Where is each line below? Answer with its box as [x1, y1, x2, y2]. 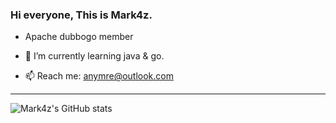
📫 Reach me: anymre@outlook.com [24, 70, 174, 82]
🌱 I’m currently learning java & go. [24, 50, 165, 62]
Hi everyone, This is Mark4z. [10, 8, 153, 22]
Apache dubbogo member [24, 31, 134, 43]
